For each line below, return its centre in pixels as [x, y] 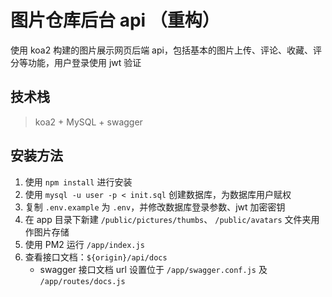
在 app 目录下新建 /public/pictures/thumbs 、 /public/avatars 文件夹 [168, 219]
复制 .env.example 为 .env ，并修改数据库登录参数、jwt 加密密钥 [155, 207]
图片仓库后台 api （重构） [115, 20]
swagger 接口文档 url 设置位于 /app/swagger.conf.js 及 [153, 269]
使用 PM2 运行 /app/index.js [84, 244]
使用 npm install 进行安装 [78, 182]
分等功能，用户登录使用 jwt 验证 [76, 62]
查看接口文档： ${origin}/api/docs [96, 257]
